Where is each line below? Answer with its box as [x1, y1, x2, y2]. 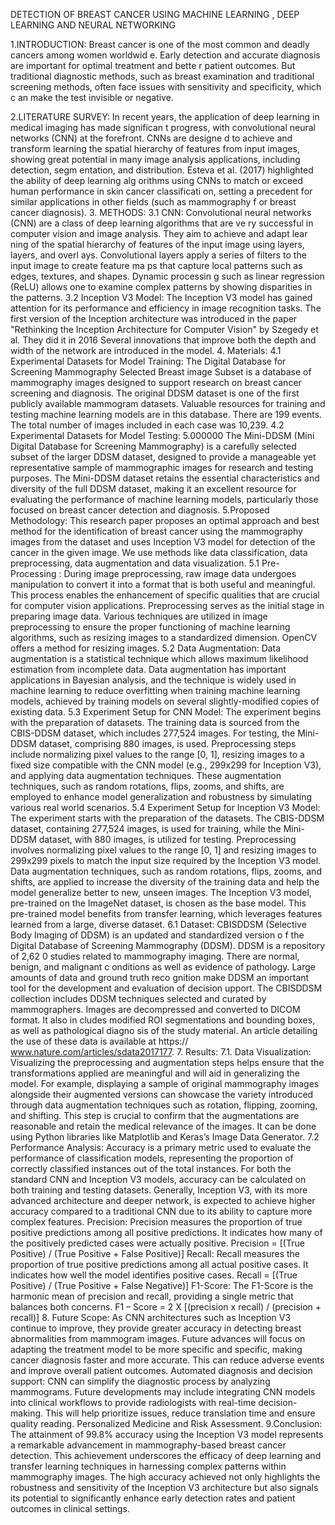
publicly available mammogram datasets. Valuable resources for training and [10, 398, 326, 409]
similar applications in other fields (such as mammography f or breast [10, 196, 297, 208]
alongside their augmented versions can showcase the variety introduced [10, 1089, 314, 1100]
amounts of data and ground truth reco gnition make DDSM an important [10, 972, 310, 983]
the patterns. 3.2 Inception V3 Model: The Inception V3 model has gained [10, 292, 313, 303]
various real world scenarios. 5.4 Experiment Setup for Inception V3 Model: [10, 802, 321, 813]
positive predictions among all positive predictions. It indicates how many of [10, 1227, 323, 1238]
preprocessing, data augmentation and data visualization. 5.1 [10, 557, 260, 569]
